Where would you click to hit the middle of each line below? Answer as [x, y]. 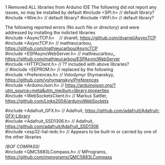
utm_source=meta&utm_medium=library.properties [57, 90]
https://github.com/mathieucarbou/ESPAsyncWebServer [63, 59]
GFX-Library [18, 116]
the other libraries [23, 137]
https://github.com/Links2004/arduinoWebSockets [57, 101]
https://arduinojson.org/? [90, 85]
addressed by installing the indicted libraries [50, 32]
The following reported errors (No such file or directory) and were [72, 27]
